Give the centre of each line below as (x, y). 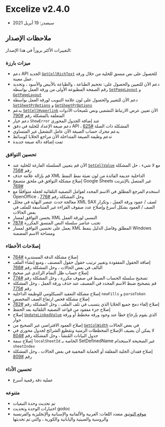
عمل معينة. (23, 79)
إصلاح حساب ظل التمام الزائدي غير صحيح (51, 273)
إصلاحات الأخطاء (23, 246)
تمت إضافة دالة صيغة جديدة (38, 142)
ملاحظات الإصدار (28, 38)
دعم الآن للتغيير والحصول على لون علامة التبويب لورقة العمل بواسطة (75, 100)
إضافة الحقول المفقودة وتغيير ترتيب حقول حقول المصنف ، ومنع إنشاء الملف (82, 262)
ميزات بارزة (18, 63)
